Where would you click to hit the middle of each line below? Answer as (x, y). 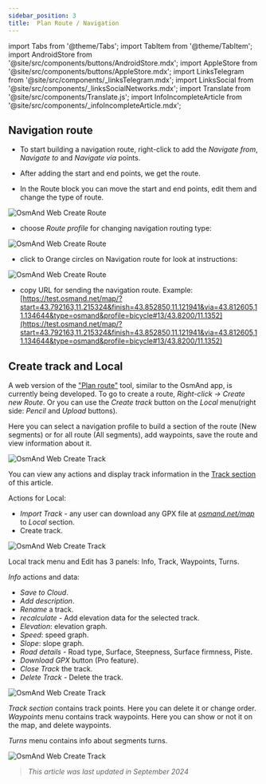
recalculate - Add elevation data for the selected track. (110, 618)
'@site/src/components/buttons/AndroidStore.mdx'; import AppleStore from (133, 63)
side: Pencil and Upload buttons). (63, 411)
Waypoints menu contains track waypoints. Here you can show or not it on (131, 717)
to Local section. (47, 522)
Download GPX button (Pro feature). (79, 660)
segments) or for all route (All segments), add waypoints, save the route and (133, 435)
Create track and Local (66, 366)
